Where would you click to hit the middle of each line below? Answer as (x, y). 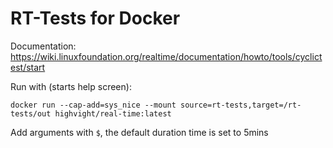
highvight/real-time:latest (113, 113)
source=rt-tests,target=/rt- (241, 105)
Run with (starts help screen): (71, 86)
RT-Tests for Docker (95, 18)
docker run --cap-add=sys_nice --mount (93, 105)
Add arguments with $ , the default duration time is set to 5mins (139, 132)
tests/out (31, 113)
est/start (28, 67)
